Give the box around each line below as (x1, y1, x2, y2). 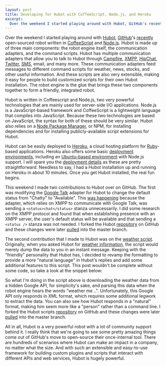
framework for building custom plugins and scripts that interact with (5, 350, 143, 356)
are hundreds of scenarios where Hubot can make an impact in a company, (5, 340, 159, 346)
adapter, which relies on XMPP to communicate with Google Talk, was (5, 200, 148, 206)
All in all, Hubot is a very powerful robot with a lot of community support (5, 324, 152, 330)
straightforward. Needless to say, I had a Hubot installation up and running (5, 164, 157, 170)
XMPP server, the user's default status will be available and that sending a (5, 216, 156, 222)
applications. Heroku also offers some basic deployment (19, 149, 134, 155)
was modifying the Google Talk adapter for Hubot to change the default (5, 190, 151, 196)
